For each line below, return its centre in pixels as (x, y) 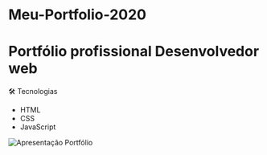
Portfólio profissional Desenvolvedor (134, 52)
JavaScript (38, 127)
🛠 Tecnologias (33, 92)
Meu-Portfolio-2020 (78, 15)
